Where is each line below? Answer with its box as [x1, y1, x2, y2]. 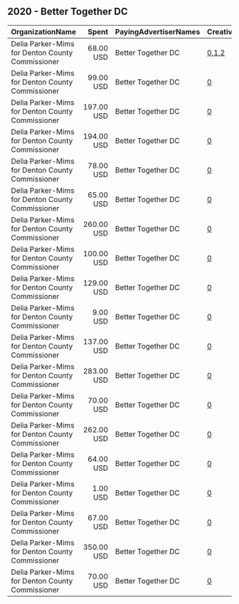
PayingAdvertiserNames [115, 26, 201, 36]
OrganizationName [11, 26, 77, 36]
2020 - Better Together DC [7, 6, 128, 18]
